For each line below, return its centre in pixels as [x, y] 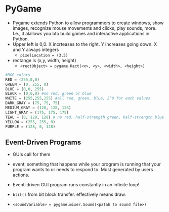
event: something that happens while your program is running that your [87, 164]
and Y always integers [36, 49]
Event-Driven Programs [43, 142]
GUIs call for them [31, 154]
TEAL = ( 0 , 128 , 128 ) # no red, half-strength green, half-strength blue [85, 117]
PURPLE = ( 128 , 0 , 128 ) [30, 127]
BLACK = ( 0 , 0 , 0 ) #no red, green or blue [49, 94]
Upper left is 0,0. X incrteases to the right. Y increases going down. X [85, 44]
